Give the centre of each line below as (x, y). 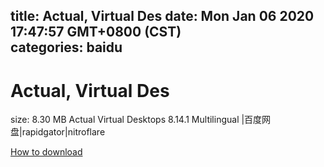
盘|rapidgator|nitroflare (58, 132)
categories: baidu (66, 47)
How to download (46, 152)
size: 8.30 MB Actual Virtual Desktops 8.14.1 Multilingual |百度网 (141, 120)
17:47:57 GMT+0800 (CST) (96, 32)
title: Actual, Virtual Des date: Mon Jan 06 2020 (162, 16)
